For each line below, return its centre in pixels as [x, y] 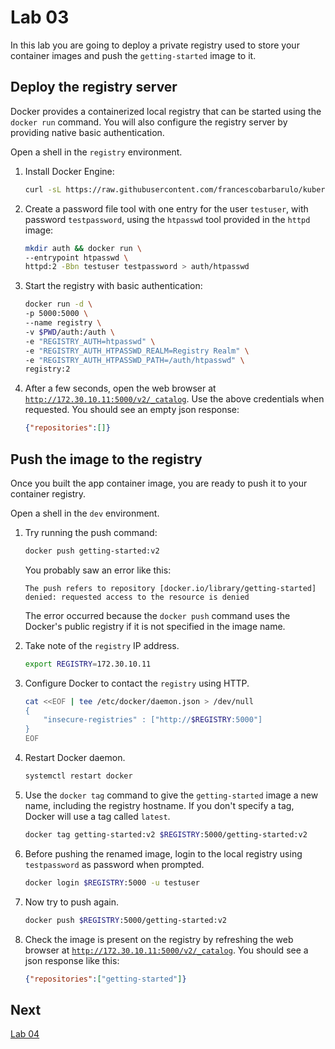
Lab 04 [25, 1034]
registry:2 [47, 369]
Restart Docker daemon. [75, 758]
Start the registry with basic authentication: [113, 286]
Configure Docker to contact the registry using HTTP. [137, 683]
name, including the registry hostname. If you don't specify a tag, [159, 805]
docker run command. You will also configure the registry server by [149, 122]
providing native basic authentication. [87, 132]
